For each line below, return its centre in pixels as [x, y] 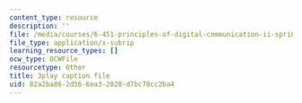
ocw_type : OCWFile [44, 59]
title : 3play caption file [60, 76]
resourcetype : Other [48, 68]
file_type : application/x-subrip [72, 43]
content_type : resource [54, 17]
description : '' [40, 26]
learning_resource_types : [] [64, 51]
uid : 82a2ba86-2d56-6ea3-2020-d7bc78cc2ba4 [92, 84]
